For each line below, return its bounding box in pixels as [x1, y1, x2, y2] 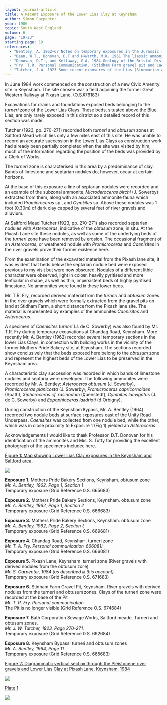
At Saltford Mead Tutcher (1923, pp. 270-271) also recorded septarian [5, 220, 148, 226]
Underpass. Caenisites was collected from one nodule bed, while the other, [5, 417, 160, 423]
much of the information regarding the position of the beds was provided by [5, 148, 161, 154]
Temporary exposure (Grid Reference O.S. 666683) [5, 508, 110, 514]
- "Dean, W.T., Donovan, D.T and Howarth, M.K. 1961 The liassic [9, 53, 148, 59]
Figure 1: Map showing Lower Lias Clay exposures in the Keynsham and [5, 453, 152, 458]
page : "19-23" [5, 35, 35, 40]
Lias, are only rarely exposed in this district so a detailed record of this [5, 112, 149, 118]
